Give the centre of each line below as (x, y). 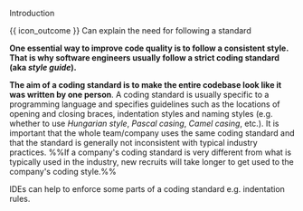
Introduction (32, 13)
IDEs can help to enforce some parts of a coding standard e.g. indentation (147, 189)
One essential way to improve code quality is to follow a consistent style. (149, 48)
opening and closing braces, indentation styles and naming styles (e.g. (141, 114)
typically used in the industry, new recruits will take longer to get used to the (151, 162)
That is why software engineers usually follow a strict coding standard (145, 58)
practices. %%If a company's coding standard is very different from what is (151, 152)
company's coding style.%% (63, 172)
